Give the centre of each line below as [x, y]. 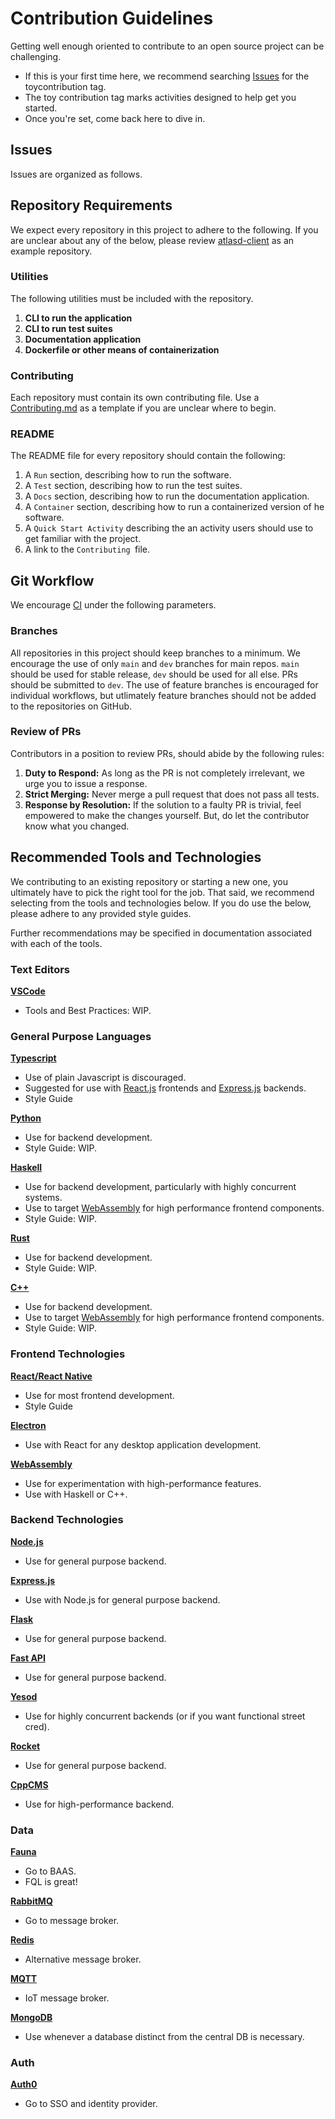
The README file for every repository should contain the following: [148, 456]
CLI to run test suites [68, 328]
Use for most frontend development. [99, 1395]
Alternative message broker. [83, 1959]
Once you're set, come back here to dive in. [115, 118]
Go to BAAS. [50, 1871]
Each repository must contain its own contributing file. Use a [135, 398]
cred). [37, 1726]
